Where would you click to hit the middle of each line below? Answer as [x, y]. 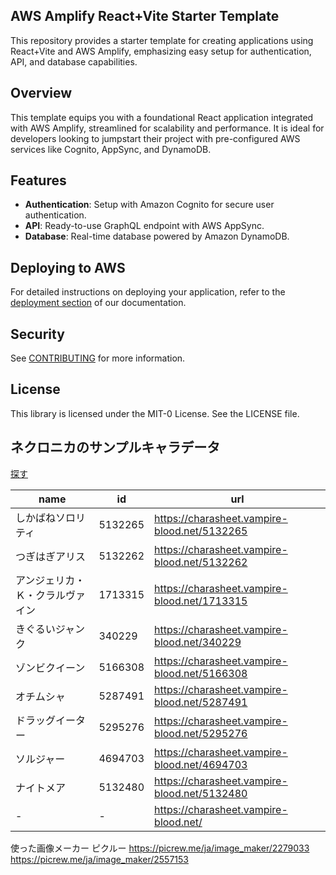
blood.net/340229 [198, 642]
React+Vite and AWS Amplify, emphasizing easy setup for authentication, [161, 51]
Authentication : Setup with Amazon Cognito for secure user [149, 205]
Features [38, 180]
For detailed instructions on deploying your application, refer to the [148, 292]
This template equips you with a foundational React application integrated [162, 117]
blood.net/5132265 [201, 531]
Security [37, 334]
